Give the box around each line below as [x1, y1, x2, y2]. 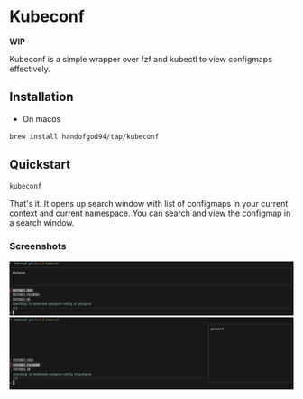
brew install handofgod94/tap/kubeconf [9, 132, 160, 141]
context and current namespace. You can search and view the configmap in [9, 208, 291, 218]
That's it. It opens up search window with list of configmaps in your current [9, 199, 289, 209]
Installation [9, 89, 74, 105]
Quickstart [9, 157, 71, 172]
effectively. [9, 63, 51, 74]
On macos [22, 113, 61, 124]
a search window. [9, 218, 75, 228]
